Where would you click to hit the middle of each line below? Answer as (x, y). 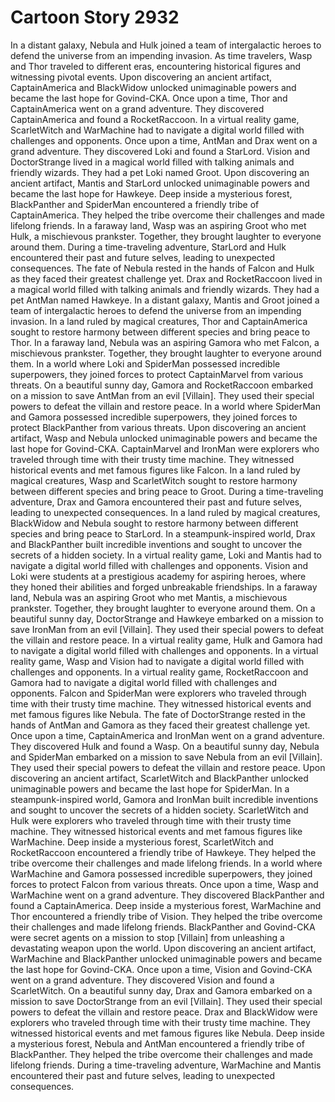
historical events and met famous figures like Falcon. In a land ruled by (155, 470)
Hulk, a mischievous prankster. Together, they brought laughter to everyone (166, 236)
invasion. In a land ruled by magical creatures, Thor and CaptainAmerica (159, 321)
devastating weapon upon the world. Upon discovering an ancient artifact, (163, 948)
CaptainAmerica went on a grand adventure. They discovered (137, 108)
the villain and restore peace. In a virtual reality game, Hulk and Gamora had (166, 640)
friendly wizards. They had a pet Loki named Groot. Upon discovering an (160, 172)
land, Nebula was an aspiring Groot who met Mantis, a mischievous (149, 597)
